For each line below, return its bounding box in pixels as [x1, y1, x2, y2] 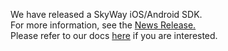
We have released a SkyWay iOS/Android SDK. [10, 9, 203, 20]
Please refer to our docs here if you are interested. [10, 30, 218, 41]
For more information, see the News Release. [10, 19, 197, 31]
